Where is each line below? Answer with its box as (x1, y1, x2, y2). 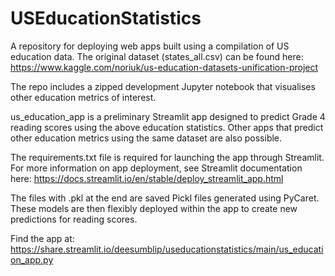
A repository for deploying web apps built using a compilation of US (10, 40, 290, 52)
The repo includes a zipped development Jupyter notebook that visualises (10, 80, 316, 92)
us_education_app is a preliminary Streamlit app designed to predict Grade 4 (10, 110, 326, 122)
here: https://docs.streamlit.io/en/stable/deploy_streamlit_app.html (10, 172, 284, 184)
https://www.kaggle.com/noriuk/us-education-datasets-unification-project (10, 61, 319, 73)
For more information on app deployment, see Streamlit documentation (10, 162, 303, 174)
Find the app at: (10, 232, 75, 244)
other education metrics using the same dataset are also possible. (10, 132, 283, 144)
